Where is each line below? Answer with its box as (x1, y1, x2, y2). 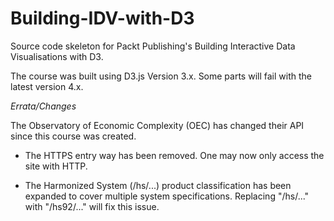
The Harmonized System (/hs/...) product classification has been (24, 179, 292, 191)
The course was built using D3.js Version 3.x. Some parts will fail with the (10, 70, 312, 82)
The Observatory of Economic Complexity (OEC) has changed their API (10, 119, 305, 131)
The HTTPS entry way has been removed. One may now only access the (24, 149, 325, 161)
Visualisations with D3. (10, 50, 104, 62)
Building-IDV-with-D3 (10, 7, 195, 30)
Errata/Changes (10, 100, 77, 112)
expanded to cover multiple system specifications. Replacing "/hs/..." (24, 190, 310, 202)
